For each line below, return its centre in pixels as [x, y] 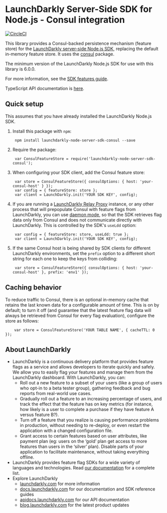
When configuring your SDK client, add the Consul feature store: [79, 172]
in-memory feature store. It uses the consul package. [60, 54]
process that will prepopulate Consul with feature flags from [74, 209]
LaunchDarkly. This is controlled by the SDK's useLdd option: [74, 225]
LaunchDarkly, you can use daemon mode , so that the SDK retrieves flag [87, 214]
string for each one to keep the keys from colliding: [65, 258]
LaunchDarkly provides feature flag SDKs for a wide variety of [76, 462]
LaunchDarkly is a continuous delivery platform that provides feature [83, 361]
